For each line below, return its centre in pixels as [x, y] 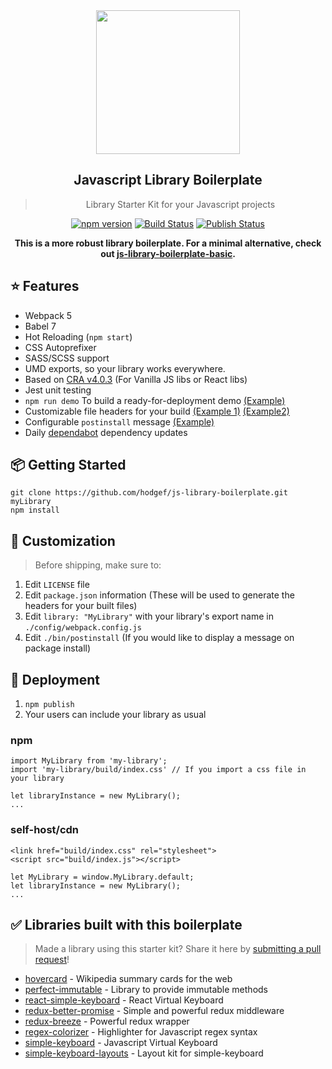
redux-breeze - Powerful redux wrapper [107, 1021]
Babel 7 [40, 326]
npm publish [49, 705]
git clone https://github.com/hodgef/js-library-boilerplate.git [149, 493]
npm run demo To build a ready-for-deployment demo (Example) [155, 400]
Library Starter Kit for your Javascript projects [180, 204]
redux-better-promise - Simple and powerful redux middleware [154, 1011]
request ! [52, 960]
